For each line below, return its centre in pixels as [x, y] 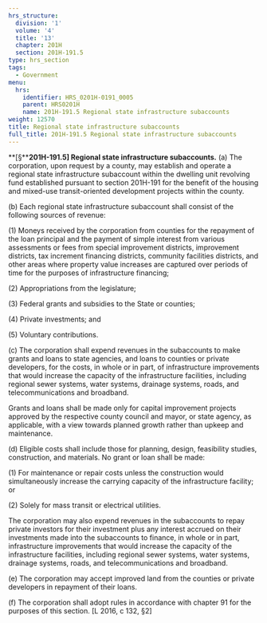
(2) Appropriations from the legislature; [73, 288]
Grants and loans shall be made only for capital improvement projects [122, 408]
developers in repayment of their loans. [73, 586]
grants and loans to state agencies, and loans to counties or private [119, 358]
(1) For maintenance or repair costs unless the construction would [116, 472]
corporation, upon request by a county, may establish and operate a [120, 165]
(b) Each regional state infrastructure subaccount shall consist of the [121, 206]
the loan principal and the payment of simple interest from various [117, 239]
